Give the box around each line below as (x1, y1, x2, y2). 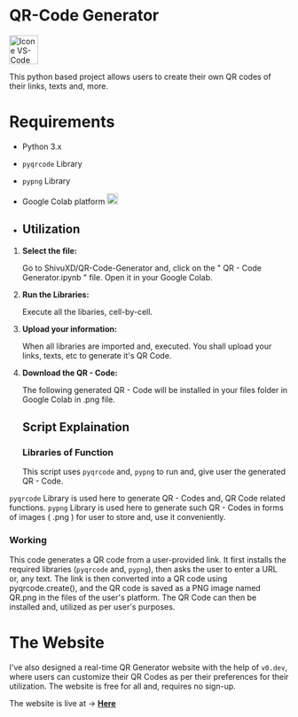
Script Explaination (21, 420, 130, 435)
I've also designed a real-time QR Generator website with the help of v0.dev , (9, 662, 288, 673)
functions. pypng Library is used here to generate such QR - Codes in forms (9, 502, 284, 513)
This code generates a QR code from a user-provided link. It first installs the (9, 554, 286, 564)
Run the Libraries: (21, 289, 90, 300)
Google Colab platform (21, 196, 106, 207)
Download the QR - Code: (21, 367, 118, 378)
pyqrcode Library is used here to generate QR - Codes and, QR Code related (9, 493, 286, 504)
